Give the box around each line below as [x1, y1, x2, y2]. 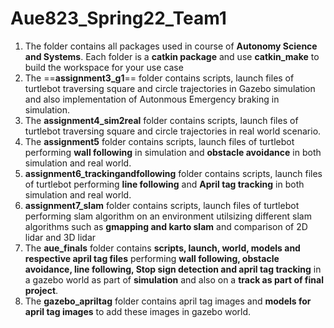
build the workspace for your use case [24, 61, 184, 73]
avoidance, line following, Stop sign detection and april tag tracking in [24, 263, 322, 275]
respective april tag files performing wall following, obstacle [24, 252, 280, 264]
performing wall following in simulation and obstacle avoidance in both [24, 146, 322, 158]
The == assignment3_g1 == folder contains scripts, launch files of [24, 72, 295, 84]
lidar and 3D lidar [24, 231, 97, 243]
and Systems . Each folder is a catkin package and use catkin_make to [24, 50, 320, 62]
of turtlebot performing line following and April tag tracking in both [24, 178, 305, 190]
